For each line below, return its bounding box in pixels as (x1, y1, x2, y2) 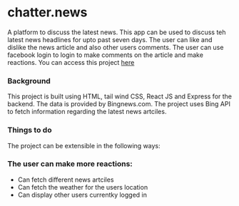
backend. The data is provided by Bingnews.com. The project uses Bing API (7, 100, 230, 108)
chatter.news (7, 4, 88, 21)
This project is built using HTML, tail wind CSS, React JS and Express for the (7, 92, 233, 101)
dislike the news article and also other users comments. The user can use (7, 43, 224, 51)
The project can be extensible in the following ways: (7, 141, 161, 150)
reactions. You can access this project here (7, 58, 135, 66)
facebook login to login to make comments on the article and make (7, 51, 203, 59)
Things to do (7, 125, 52, 135)
